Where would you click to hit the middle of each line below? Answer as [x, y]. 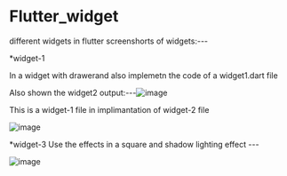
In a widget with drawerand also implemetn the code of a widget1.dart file [143, 75]
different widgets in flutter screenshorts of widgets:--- [109, 41]
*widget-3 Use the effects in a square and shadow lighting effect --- [134, 144]
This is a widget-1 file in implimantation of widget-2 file [109, 109]
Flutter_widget [64, 16]
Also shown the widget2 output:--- [73, 92]
